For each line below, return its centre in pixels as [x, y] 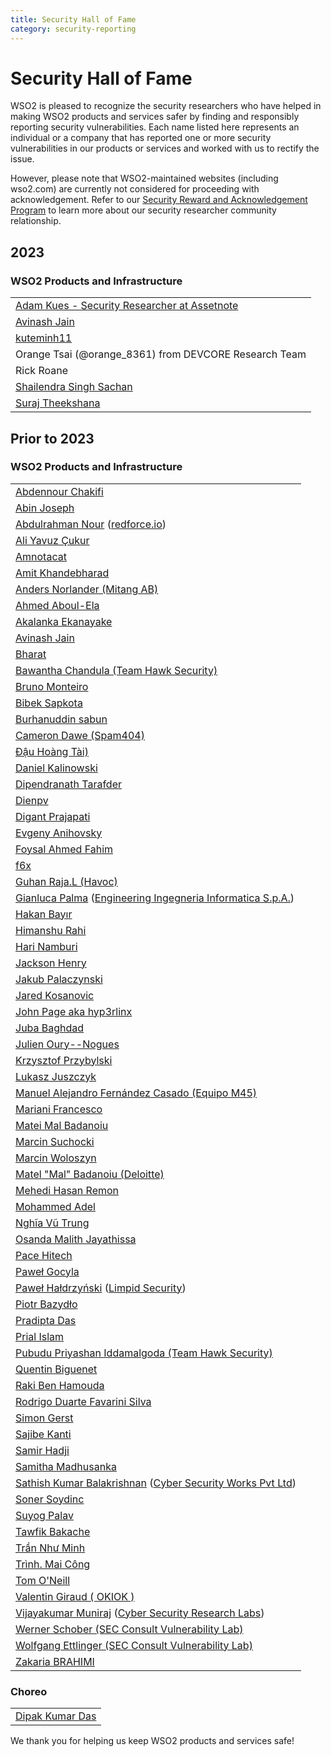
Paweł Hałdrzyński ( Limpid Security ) [101, 1288]
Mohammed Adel [55, 1206]
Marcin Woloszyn [56, 1158]
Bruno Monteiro [52, 686]
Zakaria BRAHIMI [55, 1661]
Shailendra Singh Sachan [74, 387]
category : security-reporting [73, 29]
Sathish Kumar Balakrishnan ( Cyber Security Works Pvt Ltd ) [156, 1483]
